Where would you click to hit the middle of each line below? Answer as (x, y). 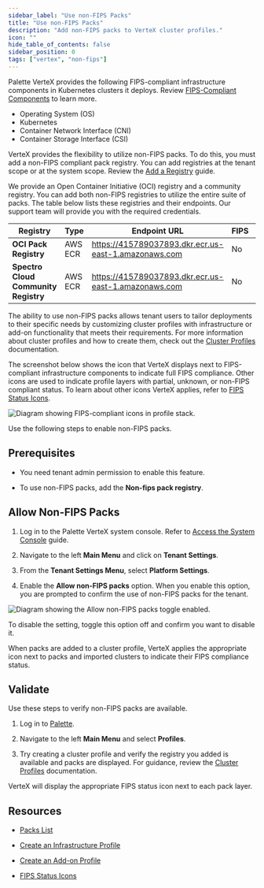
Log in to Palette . (47, 724)
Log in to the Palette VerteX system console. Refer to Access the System (137, 531)
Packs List (36, 830)
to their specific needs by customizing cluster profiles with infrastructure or (130, 324)
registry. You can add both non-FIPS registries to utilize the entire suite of (127, 195)
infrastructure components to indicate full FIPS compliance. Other (148, 373)
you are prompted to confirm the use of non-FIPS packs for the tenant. (134, 594)
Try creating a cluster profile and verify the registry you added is (124, 754)
